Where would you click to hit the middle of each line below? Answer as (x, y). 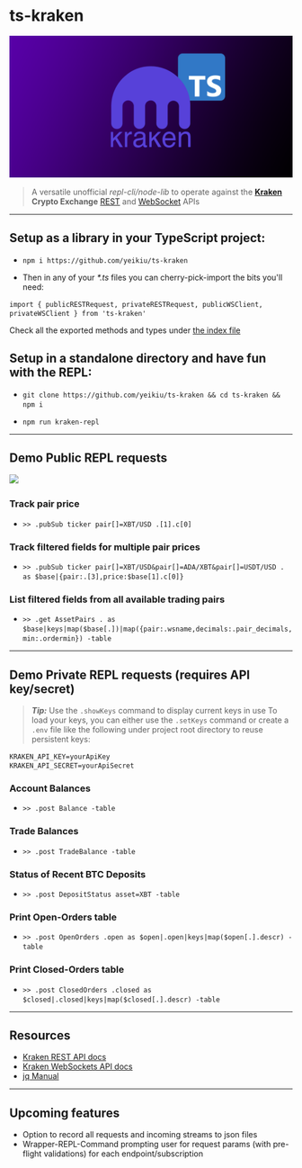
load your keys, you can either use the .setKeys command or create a (160, 720)
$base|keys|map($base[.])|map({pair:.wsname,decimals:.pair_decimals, (157, 629)
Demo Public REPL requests (89, 458)
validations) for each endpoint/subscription (124, 1154)
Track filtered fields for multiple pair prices (105, 547)
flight (32, 1154)
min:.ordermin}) (53, 639)
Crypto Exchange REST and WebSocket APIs (115, 201)
